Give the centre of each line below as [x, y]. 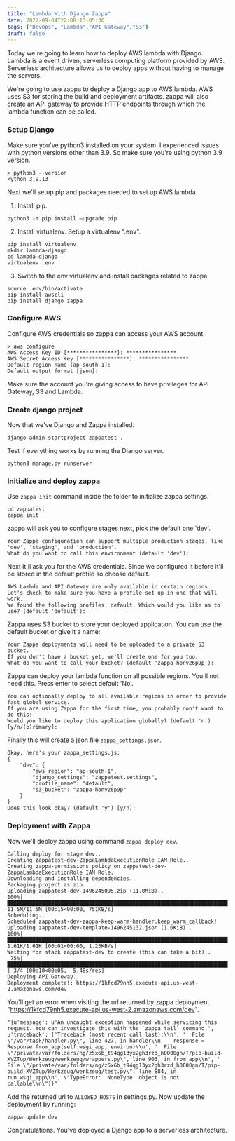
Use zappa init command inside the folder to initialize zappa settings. [108, 497]
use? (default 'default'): [47, 612]
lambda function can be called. [52, 112]
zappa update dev [33, 1117]
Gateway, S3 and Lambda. [45, 391]
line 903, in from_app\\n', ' [176, 1059]
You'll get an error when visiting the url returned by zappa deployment [108, 1002]
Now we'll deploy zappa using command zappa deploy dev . [93, 841]
